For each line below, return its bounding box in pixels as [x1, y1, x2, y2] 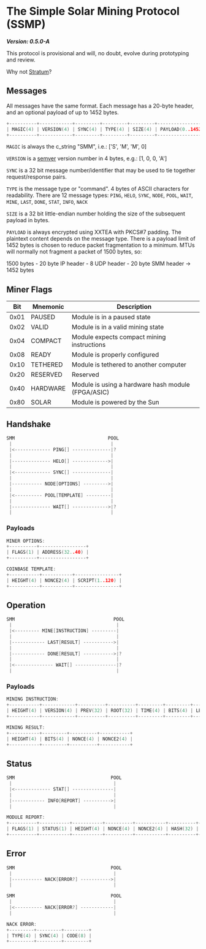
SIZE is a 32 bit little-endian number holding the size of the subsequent [6, 210, 186, 217]
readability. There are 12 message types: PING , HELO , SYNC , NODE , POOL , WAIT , [6, 192, 193, 199]
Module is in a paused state [71, 313, 151, 322]
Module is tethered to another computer [71, 360, 187, 369]
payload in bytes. [6, 217, 50, 224]
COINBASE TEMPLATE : [6, 566, 56, 572]
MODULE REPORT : [6, 815, 45, 821]
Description [116, 303, 152, 311]
